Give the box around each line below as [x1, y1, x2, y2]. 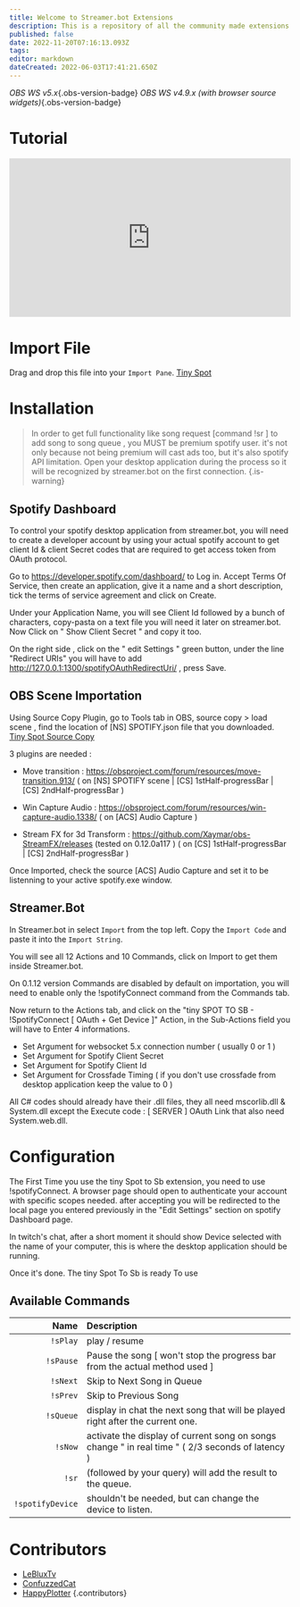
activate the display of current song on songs [86, 1430, 277, 1443]
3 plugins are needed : [9, 748, 92, 759]
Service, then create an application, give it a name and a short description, [9, 581, 283, 590]
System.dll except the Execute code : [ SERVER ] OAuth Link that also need [9, 1105, 285, 1117]
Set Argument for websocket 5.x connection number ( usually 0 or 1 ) [21, 1041, 276, 1051]
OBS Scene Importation [9, 689, 143, 704]
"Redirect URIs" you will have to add [9, 653, 143, 664]
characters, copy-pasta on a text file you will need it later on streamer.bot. [9, 617, 281, 627]
